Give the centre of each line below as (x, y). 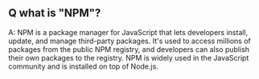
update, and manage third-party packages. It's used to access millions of (130, 41)
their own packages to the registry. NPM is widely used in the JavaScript (129, 57)
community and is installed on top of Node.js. (83, 66)
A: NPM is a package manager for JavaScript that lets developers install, (128, 32)
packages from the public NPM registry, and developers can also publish (129, 49)
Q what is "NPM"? (55, 13)
